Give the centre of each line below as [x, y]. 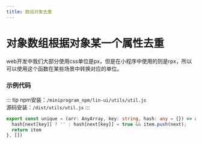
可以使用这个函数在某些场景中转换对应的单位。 [64, 68]
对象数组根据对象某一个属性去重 [85, 43]
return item [27, 130]
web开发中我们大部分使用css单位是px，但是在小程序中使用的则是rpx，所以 [99, 61]
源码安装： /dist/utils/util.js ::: [48, 107]
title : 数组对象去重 [29, 12]
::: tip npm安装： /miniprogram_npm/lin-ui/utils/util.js [76, 100]
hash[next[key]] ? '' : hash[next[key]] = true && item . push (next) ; [99, 124]
